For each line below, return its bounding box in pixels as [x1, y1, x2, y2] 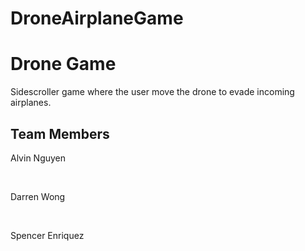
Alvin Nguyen [10, 152, 67, 164]
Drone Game [10, 53, 117, 76]
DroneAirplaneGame [10, 7, 184, 30]
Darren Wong [10, 190, 66, 202]
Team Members [10, 125, 110, 142]
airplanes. [10, 97, 52, 109]
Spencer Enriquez [10, 229, 85, 241]
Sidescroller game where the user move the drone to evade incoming [10, 86, 295, 98]
